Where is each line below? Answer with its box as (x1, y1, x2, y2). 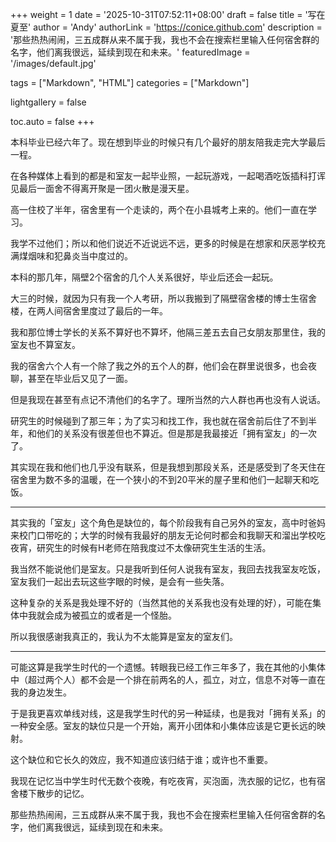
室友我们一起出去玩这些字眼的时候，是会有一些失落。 (10, 576, 230, 587)
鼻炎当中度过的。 (62, 250, 133, 262)
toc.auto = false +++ (10, 116, 95, 127)
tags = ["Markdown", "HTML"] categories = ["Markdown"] (10, 77, 250, 88)
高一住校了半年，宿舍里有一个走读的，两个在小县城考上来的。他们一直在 (10, 204, 308, 215)
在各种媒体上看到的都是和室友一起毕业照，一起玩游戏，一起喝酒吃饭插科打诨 (10, 170, 326, 182)
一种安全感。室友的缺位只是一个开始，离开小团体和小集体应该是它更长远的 (10, 720, 317, 732)
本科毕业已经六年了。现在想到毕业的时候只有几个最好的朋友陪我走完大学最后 (10, 136, 326, 148)
